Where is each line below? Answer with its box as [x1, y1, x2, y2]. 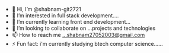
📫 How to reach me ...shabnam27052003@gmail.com [11, 32, 145, 38]
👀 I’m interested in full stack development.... [11, 12, 119, 19]
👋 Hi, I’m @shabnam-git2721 [11, 6, 81, 13]
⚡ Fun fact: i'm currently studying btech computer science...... [11, 40, 163, 47]
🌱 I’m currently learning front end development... [11, 18, 131, 25]
